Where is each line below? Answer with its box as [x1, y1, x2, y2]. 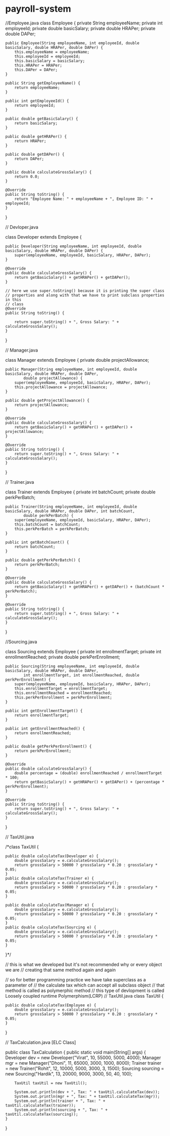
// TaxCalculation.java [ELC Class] [5, 1039, 76, 1045]
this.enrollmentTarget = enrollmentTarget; [14, 686, 108, 691]
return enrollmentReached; [14, 731, 72, 736]
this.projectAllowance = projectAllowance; [14, 385, 108, 390]
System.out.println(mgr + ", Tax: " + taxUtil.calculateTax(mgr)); [14, 1094, 160, 1099]
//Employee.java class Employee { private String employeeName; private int [5, 20, 163, 26]
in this [5, 297, 22, 302]
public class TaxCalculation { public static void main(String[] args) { [5, 1049, 146, 1055]
